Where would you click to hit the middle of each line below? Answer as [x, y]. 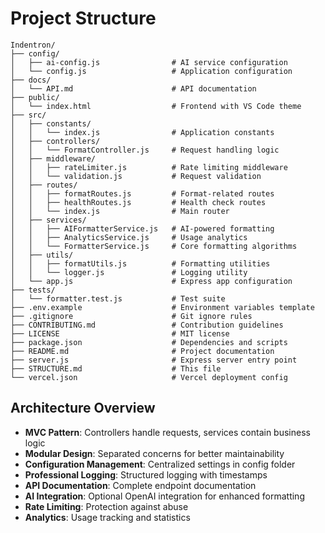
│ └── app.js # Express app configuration [151, 281]
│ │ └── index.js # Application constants [142, 132]
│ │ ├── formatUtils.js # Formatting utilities [140, 263]
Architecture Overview [83, 408]
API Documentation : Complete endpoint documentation [140, 485]
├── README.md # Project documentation [142, 351]
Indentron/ [33, 45]
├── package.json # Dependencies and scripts [149, 342]
